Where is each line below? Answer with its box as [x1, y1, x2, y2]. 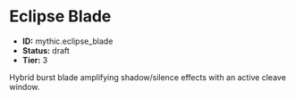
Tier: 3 [21, 54, 48, 65]
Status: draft [21, 45, 70, 55]
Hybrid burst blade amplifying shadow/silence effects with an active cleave [9, 71, 286, 82]
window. [9, 81, 40, 92]
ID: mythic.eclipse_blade [21, 36, 114, 46]
